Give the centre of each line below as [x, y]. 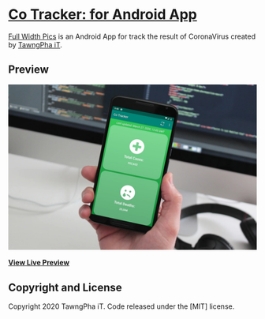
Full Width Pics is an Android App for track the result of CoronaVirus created [132, 36]
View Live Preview [39, 263]
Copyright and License [65, 287]
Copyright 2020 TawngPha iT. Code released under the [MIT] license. [121, 306]
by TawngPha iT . [35, 44]
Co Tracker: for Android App [103, 15]
